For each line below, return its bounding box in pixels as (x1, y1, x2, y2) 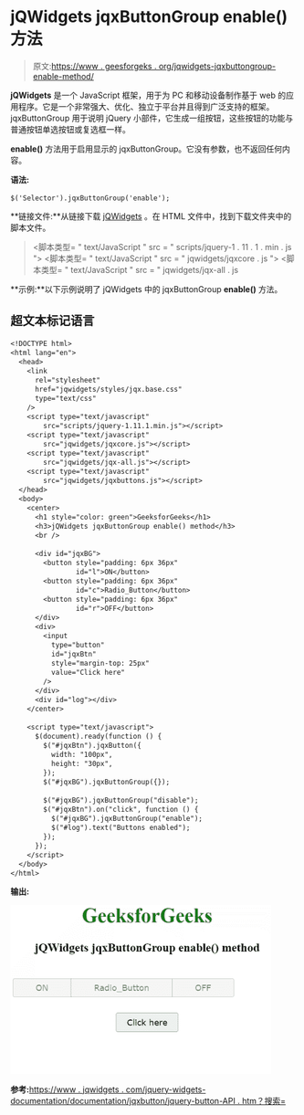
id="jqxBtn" (50, 649, 97, 658)
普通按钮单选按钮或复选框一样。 (10, 123, 131, 134)
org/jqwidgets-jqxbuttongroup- (158, 60, 277, 71)
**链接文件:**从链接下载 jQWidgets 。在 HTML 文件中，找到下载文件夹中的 (10, 210, 292, 221)
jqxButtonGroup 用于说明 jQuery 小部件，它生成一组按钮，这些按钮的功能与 (10, 112, 294, 123)
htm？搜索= (241, 1095, 287, 1106)
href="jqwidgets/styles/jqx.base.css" (34, 384, 183, 394)
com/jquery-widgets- (125, 1084, 206, 1095)
